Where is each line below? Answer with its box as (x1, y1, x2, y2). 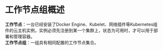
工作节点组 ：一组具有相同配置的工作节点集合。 (5, 39, 98, 45)
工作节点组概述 (5, 4, 65, 16)
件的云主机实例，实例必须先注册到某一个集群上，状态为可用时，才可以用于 (5, 27, 154, 33)
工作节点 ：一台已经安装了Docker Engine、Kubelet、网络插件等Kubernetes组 (5, 21, 158, 27)
